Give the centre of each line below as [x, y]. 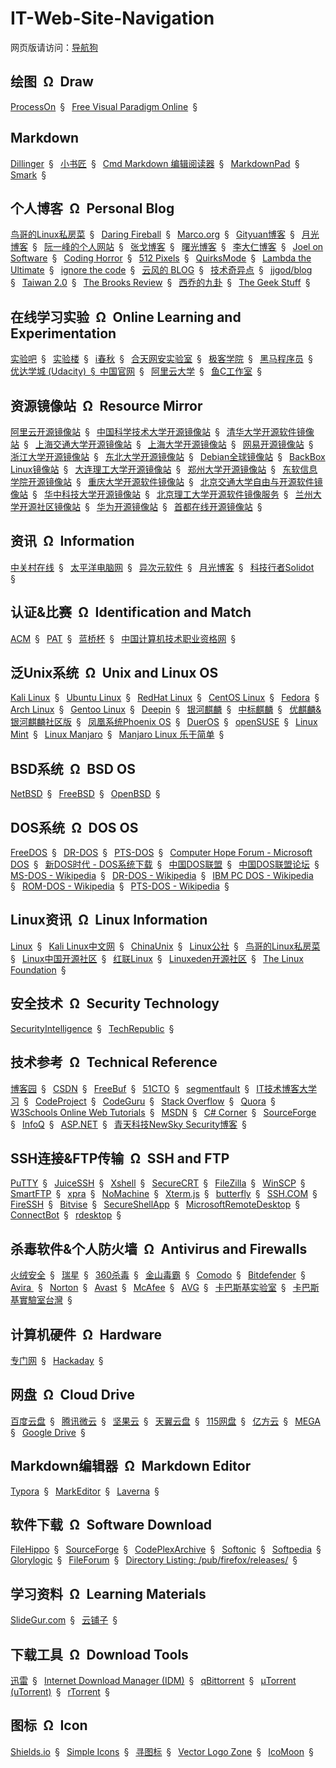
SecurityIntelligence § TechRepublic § [92, 1028]
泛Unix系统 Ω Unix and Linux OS [114, 673]
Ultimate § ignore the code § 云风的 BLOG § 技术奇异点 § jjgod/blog [161, 270]
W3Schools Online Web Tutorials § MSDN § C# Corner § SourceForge [163, 1112]
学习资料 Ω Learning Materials [108, 1593]
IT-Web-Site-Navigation [112, 18]
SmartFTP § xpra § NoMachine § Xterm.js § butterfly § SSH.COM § [164, 1194]
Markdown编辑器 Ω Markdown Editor [131, 1466]
